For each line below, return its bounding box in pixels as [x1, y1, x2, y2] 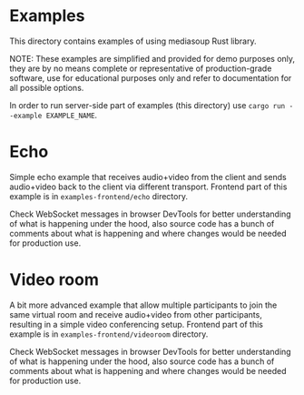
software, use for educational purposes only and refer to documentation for [9, 72, 292, 83]
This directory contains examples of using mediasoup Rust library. [9, 35, 257, 46]
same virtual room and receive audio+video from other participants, [9, 309, 263, 319]
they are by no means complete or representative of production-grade [9, 63, 272, 74]
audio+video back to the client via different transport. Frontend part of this [9, 181, 288, 192]
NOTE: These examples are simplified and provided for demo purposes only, [9, 53, 296, 64]
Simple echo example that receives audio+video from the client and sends [9, 171, 288, 182]
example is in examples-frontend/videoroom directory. [9, 329, 209, 339]
